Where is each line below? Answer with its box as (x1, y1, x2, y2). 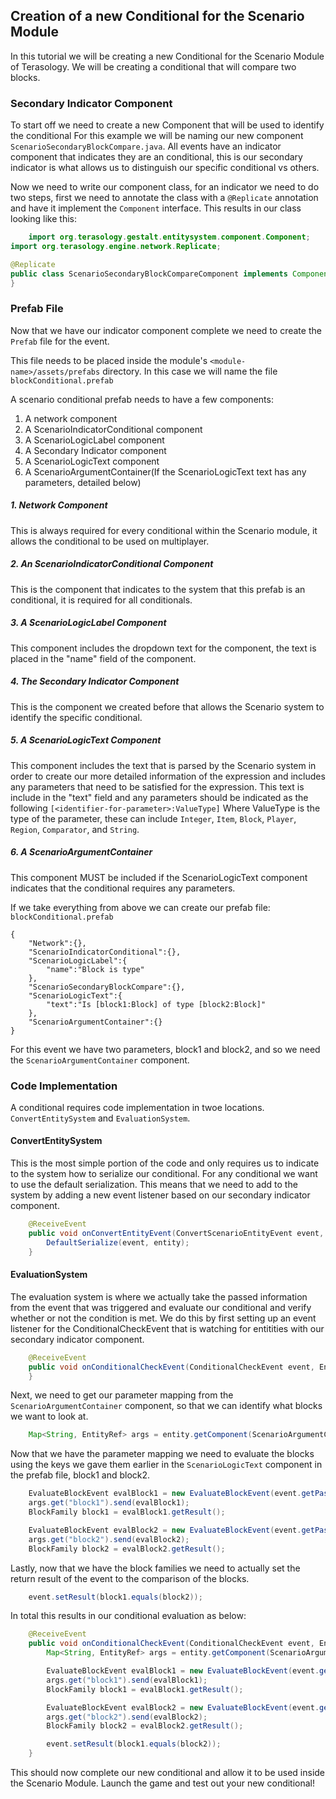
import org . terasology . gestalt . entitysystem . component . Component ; (28, 232, 311, 243)
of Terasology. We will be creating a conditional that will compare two (10, 60, 297, 73)
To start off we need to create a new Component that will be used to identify (10, 119, 325, 131)
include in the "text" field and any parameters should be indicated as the (10, 791, 309, 803)
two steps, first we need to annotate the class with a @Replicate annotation (10, 192, 319, 204)
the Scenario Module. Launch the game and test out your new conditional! (10, 1777, 316, 1789)
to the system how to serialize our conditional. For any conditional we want (10, 1168, 318, 1180)
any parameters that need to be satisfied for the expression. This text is (10, 780, 305, 793)
